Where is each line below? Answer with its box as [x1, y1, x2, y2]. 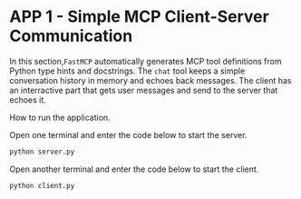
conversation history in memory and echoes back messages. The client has [9, 75, 292, 85]
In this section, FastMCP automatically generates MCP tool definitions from [9, 55, 282, 66]
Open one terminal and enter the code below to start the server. [9, 129, 248, 140]
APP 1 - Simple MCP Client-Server [9, 6, 269, 27]
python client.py [9, 181, 75, 190]
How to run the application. [9, 112, 111, 123]
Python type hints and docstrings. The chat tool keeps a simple [9, 65, 246, 76]
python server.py [9, 147, 75, 156]
